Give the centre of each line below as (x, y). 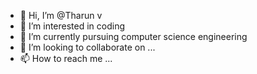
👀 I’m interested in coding (72, 26)
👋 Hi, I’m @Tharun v (61, 15)
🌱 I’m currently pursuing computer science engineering (133, 36)
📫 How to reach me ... (66, 58)
